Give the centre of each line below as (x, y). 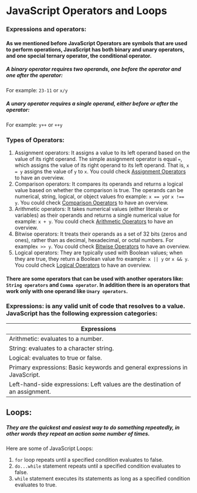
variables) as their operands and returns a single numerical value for (97, 215)
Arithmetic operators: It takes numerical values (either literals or (91, 209)
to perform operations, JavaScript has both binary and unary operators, (95, 49)
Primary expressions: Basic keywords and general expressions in (98, 367)
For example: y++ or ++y (34, 125)
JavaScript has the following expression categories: (82, 314)
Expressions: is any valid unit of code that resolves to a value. (96, 306)
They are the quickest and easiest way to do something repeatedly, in (93, 427)
